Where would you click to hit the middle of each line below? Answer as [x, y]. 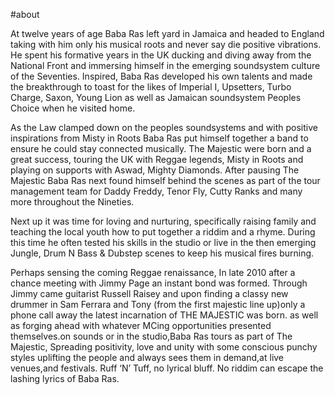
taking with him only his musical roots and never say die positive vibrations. [166, 44]
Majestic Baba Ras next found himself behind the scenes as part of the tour [165, 180]
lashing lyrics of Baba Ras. [65, 378]
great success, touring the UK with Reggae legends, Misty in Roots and [157, 159]
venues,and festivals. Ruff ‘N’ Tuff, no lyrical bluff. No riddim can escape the [167, 368]
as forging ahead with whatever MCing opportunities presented [141, 325]
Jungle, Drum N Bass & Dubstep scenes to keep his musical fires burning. [162, 253]
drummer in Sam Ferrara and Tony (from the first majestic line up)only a [158, 304]
